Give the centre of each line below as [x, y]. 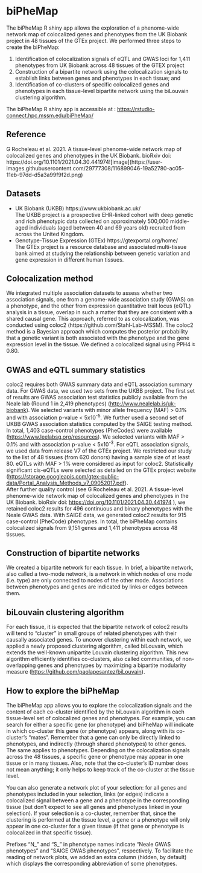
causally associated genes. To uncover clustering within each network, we [99, 640]
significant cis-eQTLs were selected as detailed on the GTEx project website [101, 470]
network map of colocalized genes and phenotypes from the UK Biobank [97, 34]
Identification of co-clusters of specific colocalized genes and [92, 84]
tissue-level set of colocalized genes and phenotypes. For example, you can [101, 718]
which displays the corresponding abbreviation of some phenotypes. [92, 863]
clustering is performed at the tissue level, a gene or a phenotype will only [98, 819]
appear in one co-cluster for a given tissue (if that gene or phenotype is [95, 826]
